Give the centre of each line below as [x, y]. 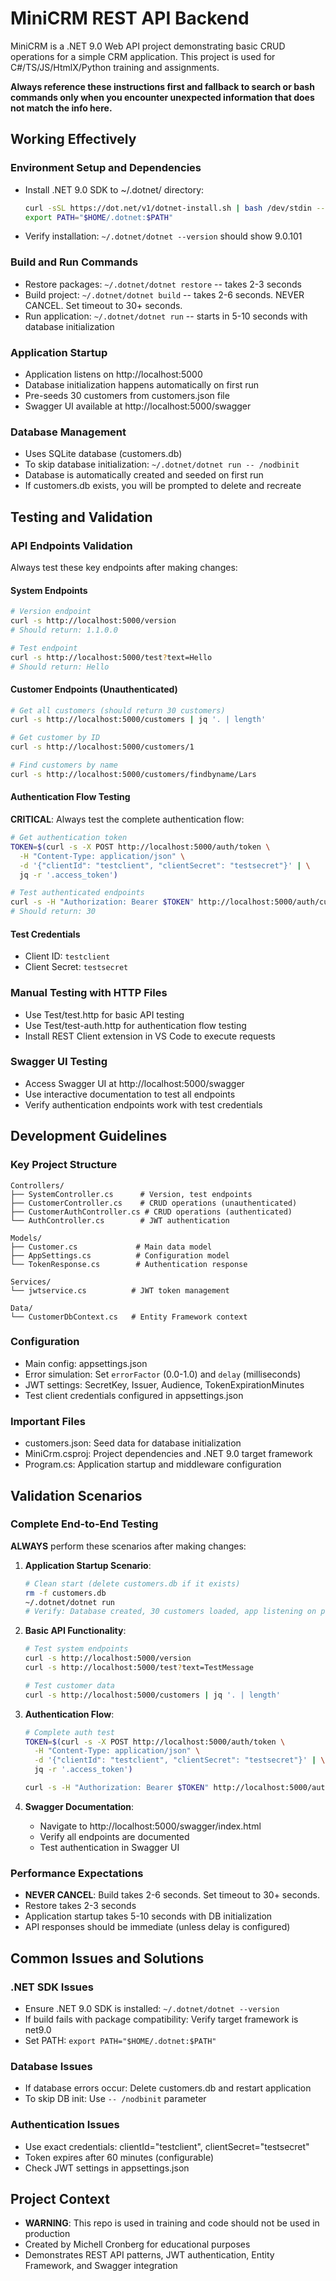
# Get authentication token [69, 838]
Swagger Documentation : [79, 1806]
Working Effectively [73, 139]
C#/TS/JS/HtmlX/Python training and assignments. [115, 67]
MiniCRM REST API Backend [130, 18]
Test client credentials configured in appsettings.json [134, 1395]
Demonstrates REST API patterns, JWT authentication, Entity [149, 2255]
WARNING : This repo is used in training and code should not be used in [172, 2223]
